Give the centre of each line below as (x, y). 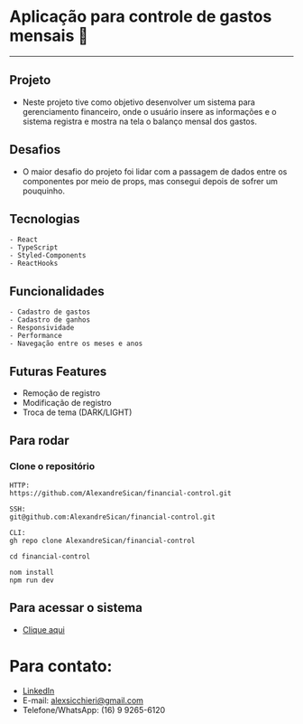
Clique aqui (43, 629)
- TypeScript (34, 248)
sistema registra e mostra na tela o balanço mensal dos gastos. (139, 121)
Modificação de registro (67, 403)
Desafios (35, 150)
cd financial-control (50, 556)
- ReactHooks (34, 264)
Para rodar (39, 441)
